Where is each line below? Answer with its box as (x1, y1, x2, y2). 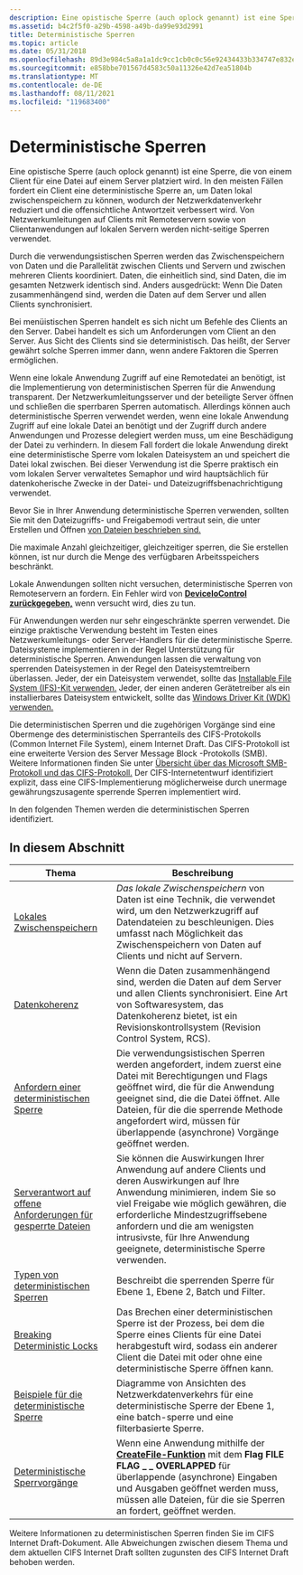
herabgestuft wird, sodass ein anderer (115, 1340, 278, 1353)
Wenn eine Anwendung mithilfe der (115, 1437, 265, 1449)
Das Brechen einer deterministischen (115, 1306, 273, 1318)
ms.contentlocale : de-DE (9, 80, 103, 90)
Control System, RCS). (115, 1033, 211, 1045)
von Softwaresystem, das (115, 998, 224, 1011)
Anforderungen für (14, 1209, 93, 1221)
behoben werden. (9, 1557, 75, 1568)
